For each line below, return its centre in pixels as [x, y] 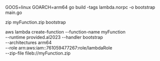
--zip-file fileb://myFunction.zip [38, 53]
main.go [14, 12]
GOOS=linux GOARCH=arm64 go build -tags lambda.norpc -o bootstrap [80, 7]
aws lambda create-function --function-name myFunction [65, 32]
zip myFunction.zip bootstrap [36, 22]
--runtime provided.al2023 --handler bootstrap [54, 37]
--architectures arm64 [29, 42]
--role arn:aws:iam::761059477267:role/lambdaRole [59, 48]
